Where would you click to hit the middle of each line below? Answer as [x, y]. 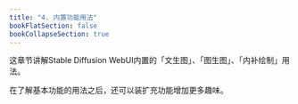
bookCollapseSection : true [59, 34]
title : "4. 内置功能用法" [54, 17]
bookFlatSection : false [54, 26]
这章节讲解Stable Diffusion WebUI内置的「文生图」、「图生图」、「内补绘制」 [146, 60]
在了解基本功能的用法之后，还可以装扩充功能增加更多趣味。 [119, 91]
